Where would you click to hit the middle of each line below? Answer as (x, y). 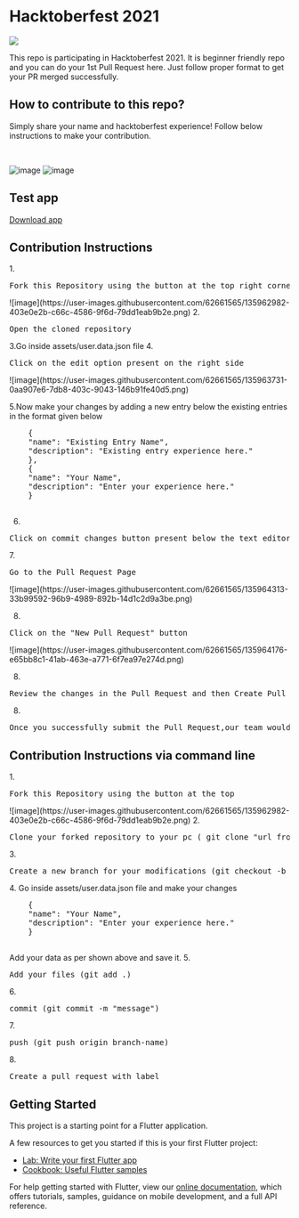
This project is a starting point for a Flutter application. (109, 1125)
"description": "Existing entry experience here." (141, 451)
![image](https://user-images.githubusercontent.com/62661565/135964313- (149, 589)
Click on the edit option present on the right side (127, 363)
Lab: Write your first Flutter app (80, 1160)
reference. (28, 1206)
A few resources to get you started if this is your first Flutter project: (133, 1143)
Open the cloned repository (70, 329)
